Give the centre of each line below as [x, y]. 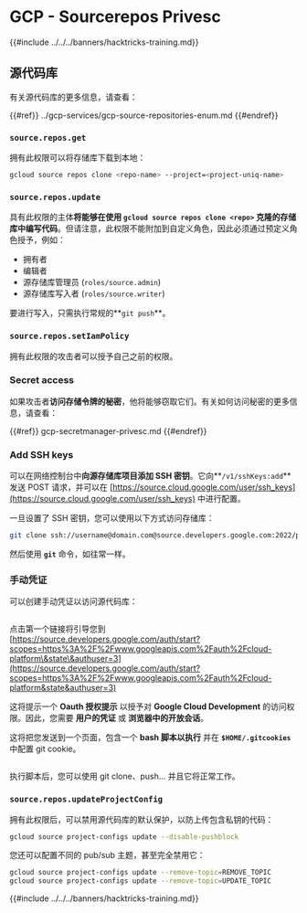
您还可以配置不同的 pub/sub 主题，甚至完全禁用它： [107, 855]
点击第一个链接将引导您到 [58, 629]
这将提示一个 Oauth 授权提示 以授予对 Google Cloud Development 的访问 [148, 706]
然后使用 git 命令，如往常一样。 [70, 554]
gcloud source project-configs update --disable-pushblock [124, 837]
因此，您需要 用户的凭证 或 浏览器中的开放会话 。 [116, 718]
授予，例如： [41, 240]
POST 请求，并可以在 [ [70, 487]
